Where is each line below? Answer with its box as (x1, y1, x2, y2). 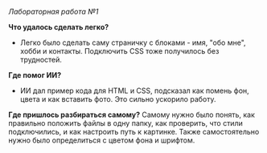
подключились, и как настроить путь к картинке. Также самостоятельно (8, 127, 260, 136)
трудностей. (19, 55, 63, 64)
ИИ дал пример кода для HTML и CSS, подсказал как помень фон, (19, 86, 249, 95)
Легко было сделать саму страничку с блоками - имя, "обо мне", (19, 38, 247, 47)
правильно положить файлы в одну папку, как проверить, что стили (8, 119, 243, 127)
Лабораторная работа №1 (8, 7, 99, 16)
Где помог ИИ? (8, 70, 62, 79)
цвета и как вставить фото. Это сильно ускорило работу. (19, 95, 216, 103)
